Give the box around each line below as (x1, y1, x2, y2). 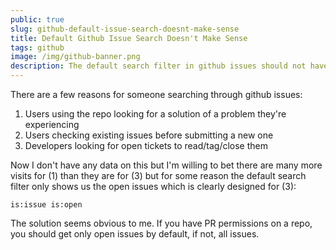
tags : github (10, 42, 65, 53)
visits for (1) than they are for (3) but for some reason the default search (10, 170, 307, 181)
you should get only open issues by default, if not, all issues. (10, 228, 260, 240)
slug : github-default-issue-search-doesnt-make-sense (10, 24, 240, 34)
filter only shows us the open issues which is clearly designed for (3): (10, 181, 297, 192)
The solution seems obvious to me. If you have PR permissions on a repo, (10, 217, 313, 229)
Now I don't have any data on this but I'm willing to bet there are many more (10, 159, 323, 171)
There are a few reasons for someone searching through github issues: (10, 89, 303, 100)
